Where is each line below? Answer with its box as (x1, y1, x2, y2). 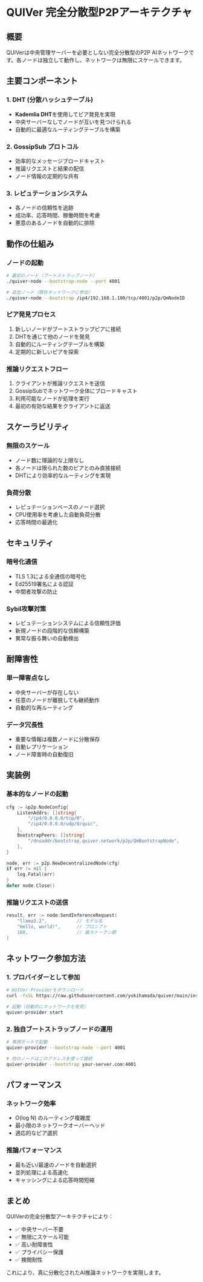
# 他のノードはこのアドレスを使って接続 (6, 1056, 92, 1062)
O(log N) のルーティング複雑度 (14, 1114, 91, 1122)
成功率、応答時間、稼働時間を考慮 (14, 212, 100, 219)
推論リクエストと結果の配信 (14, 164, 85, 172)
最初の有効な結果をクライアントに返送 (14, 402, 111, 410)
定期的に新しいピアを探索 (14, 348, 79, 355)
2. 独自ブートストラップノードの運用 (6, 1025, 113, 1033)
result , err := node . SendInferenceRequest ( (6, 912, 118, 918)
